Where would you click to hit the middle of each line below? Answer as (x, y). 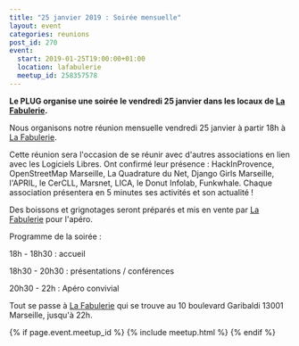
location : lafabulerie (59, 68)
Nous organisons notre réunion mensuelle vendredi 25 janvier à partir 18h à (147, 128)
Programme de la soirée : (56, 236)
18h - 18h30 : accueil (48, 253)
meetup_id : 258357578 (58, 76)
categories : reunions (50, 34)
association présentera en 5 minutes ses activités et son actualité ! (132, 192)
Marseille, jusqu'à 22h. (51, 315)
